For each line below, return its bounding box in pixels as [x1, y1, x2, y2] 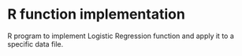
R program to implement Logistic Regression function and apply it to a [7, 31, 234, 40]
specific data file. [7, 39, 64, 48]
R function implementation [7, 5, 186, 23]
